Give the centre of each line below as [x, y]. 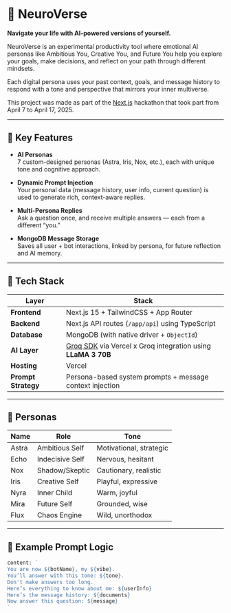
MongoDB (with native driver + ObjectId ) [132, 335]
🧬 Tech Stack [36, 281]
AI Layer [25, 350]
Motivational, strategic [132, 448]
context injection [93, 385]
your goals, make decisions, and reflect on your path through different [107, 61]
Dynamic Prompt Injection [55, 183]
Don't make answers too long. [51, 582]
